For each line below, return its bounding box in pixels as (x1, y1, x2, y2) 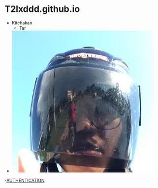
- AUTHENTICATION (4, 177, 45, 183)
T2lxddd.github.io (4, 3, 80, 15)
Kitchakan (11, 20, 32, 26)
